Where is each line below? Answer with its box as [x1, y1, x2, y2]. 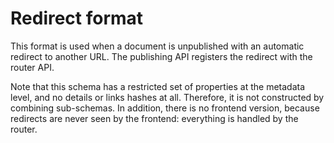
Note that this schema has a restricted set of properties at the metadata [10, 80, 306, 92]
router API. [10, 61, 55, 73]
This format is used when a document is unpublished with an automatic [10, 40, 305, 52]
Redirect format [10, 7, 144, 30]
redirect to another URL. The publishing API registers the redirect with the [10, 50, 313, 62]
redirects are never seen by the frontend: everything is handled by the [10, 112, 299, 124]
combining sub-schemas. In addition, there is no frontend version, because [10, 102, 320, 114]
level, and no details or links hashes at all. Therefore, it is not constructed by [10, 91, 325, 103]
